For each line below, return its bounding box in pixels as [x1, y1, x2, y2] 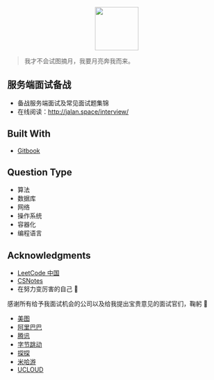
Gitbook [17, 146, 40, 155]
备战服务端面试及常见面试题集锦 [17, 98, 109, 107]
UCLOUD [17, 365, 44, 374]
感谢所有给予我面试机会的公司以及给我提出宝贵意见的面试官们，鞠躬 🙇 [7, 300, 208, 308]
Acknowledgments [7, 250, 92, 261]
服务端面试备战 [7, 79, 72, 91]
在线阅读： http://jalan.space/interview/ [17, 107, 129, 116]
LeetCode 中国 [17, 269, 60, 277]
